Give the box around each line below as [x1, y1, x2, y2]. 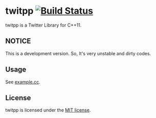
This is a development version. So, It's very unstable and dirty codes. [5, 50, 151, 56]
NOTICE [5, 37, 31, 45]
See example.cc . [5, 79, 41, 85]
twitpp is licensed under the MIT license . [5, 107, 91, 113]
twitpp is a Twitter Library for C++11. [5, 22, 82, 28]
